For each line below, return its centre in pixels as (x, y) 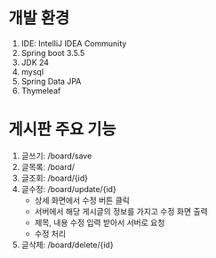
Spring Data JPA (51, 81)
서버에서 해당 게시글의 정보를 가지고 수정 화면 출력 (121, 211)
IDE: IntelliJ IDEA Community (74, 43)
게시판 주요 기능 (62, 129)
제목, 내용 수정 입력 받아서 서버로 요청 (100, 222)
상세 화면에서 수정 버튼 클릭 (82, 200)
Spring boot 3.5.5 (53, 52)
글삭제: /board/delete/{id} (67, 245)
